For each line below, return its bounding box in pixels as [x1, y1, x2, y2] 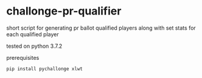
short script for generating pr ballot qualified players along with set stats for [6, 24, 196, 31]
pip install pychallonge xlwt [6, 65, 83, 72]
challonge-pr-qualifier [6, 4, 122, 18]
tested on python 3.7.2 [6, 42, 63, 50]
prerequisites [6, 54, 40, 61]
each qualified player [6, 30, 59, 37]
